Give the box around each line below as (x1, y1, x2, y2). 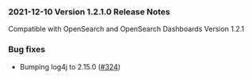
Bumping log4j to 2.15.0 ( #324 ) (19, 62, 121, 71)
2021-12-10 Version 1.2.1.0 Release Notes (8, 6, 170, 17)
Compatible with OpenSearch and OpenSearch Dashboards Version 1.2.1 (8, 24, 245, 34)
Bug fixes (8, 44, 46, 55)
